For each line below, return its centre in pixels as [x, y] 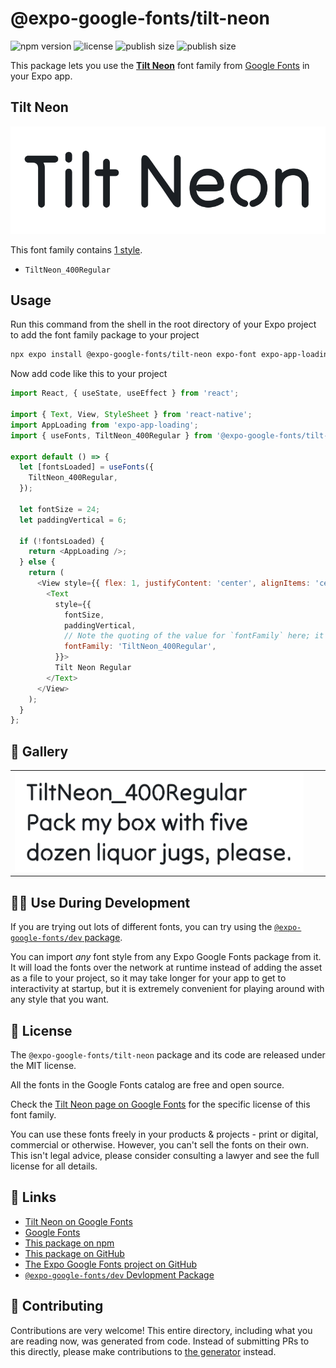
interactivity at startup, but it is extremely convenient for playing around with [167, 989]
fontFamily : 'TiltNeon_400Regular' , [140, 647]
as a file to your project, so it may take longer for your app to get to [148, 978]
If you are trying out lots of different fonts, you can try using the [141, 927]
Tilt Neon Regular [93, 668]
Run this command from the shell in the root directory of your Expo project [163, 324]
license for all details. [54, 1166]
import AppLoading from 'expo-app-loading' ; [104, 425]
